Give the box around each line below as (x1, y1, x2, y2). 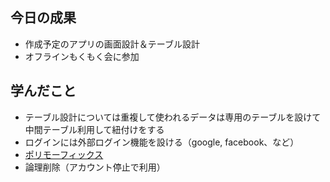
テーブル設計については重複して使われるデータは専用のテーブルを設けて (24, 111, 322, 123)
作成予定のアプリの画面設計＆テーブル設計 (24, 38, 200, 50)
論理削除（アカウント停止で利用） (24, 161, 166, 173)
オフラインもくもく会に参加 (24, 50, 140, 62)
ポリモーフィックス (24, 148, 104, 160)
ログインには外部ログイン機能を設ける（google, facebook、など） (24, 136, 300, 148)
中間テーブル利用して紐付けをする (24, 123, 165, 135)
